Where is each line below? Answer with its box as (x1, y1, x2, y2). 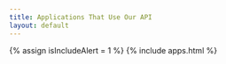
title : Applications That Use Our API (9, 12, 152, 22)
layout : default (9, 21, 69, 30)
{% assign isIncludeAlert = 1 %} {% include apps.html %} (9, 45, 218, 55)
